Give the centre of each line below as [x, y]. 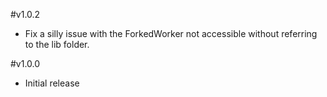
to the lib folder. [57, 44]
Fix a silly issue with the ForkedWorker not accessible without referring [171, 33]
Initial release [52, 83]
